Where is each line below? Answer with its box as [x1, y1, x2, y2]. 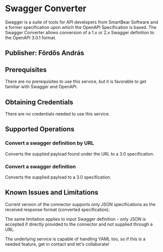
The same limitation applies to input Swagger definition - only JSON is [5, 216, 146, 222]
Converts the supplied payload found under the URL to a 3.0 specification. [5, 151, 155, 157]
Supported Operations [5, 125, 75, 134]
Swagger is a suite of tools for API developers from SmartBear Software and [5, 19, 158, 25]
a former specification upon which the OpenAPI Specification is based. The [5, 24, 157, 30]
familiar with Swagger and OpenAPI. [5, 84, 78, 90]
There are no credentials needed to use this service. [5, 111, 110, 116]
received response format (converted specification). [5, 206, 110, 212]
